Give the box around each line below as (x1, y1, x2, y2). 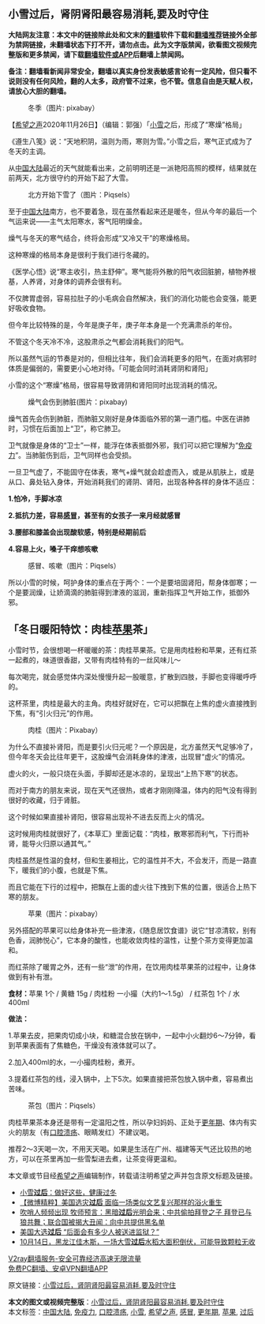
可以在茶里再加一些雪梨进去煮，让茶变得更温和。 (21, 1153, 181, 1163)
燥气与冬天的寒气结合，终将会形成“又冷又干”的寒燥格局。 (8, 233, 195, 242)
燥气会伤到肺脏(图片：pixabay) (28, 397, 128, 407)
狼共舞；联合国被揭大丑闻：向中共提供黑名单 (19, 1217, 166, 1226)
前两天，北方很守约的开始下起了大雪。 (8, 173, 132, 182)
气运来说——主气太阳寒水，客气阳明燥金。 (8, 216, 147, 226)
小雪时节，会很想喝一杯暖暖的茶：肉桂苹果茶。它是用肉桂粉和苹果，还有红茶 (8, 645, 257, 654)
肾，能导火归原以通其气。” (8, 838, 91, 848)
